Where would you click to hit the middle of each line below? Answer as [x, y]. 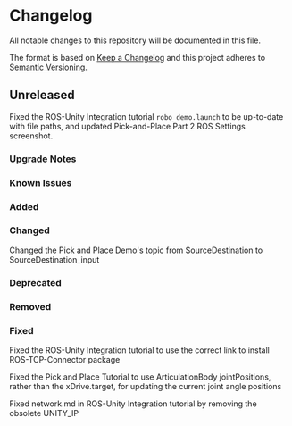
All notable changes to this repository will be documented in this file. [135, 40]
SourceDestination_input [54, 259]
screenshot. [31, 136]
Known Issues [41, 182]
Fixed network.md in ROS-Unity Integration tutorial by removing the [133, 404]
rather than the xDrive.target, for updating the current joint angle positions [146, 386]
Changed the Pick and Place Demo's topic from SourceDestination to [136, 250]
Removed [30, 306]
